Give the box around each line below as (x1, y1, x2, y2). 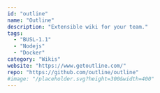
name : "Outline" (7, 17, 54, 24)
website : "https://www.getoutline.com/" (7, 62, 127, 69)
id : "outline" (7, 10, 49, 17)
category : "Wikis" (7, 56, 61, 63)
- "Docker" (13, 50, 45, 57)
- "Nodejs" (13, 43, 45, 50)
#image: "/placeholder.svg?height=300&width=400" (7, 75, 155, 83)
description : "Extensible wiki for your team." (7, 23, 149, 30)
